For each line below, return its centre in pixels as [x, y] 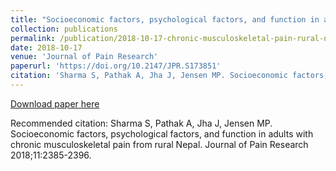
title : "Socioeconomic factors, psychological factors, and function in [165, 19]
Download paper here [55, 103]
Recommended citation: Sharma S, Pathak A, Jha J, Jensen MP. [141, 123]
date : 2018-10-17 [46, 47]
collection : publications [64, 29]
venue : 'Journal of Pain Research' [84, 57]
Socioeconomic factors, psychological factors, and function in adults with [162, 133]
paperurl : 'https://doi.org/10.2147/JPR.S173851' [116, 66]
